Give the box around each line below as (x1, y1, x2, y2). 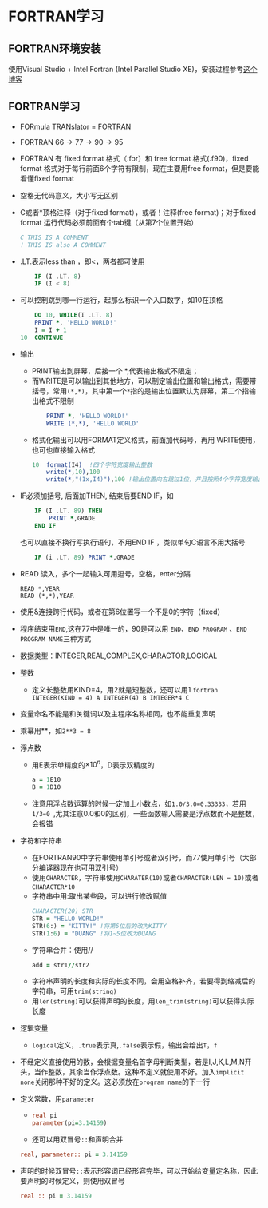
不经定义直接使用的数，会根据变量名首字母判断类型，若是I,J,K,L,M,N (19, 1057, 245, 1067)
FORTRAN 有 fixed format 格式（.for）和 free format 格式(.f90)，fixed (19, 153, 249, 163)
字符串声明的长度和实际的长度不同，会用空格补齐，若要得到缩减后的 (31, 976, 256, 986)
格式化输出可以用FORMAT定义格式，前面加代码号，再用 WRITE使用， (31, 435, 260, 445)
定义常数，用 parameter (19, 1094, 95, 1104)
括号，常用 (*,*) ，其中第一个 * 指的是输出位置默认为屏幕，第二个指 (31, 385, 250, 396)
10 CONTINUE (19, 333, 64, 341)
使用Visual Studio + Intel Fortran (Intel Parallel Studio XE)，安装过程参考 (8, 65, 244, 74)
